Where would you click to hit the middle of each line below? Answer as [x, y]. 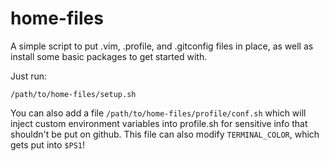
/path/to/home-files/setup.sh [73, 94]
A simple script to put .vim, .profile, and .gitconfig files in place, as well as [162, 46]
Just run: [29, 76]
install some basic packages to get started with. [109, 56]
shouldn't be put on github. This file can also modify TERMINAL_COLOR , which [165, 134]
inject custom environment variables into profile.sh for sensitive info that [159, 123]
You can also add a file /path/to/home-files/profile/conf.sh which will [158, 113]
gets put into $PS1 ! [47, 144]
